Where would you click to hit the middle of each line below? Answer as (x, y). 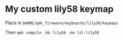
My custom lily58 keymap (60, 9)
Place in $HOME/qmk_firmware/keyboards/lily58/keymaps (61, 23)
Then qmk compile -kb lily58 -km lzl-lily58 (52, 32)
